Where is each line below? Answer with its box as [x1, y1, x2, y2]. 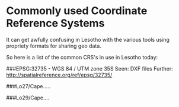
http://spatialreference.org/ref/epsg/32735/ [6, 71, 113, 78]
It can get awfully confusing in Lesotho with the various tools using [6, 36, 170, 43]
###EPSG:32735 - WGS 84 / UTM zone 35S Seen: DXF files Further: [6, 65, 173, 72]
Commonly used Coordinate [6, 4, 148, 18]
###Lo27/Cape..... [6, 82, 51, 89]
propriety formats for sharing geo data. [6, 42, 102, 49]
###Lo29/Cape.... [6, 94, 50, 101]
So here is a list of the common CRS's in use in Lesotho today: [6, 53, 158, 61]
